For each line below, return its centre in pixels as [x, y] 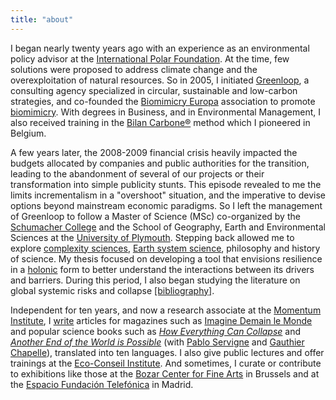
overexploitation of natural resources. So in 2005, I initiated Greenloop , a [160, 80]
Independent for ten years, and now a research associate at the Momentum [166, 310]
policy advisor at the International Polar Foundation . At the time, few [150, 58]
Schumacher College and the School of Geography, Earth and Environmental [168, 227]
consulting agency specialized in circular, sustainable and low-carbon [154, 90]
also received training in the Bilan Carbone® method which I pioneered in [160, 122]
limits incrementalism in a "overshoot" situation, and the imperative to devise [168, 195]
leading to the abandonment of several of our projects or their [137, 173]
